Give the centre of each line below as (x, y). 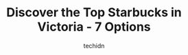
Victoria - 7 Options (94, 27)
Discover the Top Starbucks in (94, 13)
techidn (94, 45)
